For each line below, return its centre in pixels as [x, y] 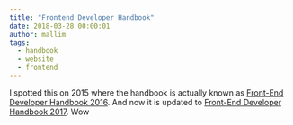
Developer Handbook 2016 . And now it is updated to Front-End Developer [145, 102]
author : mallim [38, 34]
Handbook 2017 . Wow [49, 112]
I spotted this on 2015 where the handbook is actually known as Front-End [146, 92]
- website [36, 59]
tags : [19, 42]
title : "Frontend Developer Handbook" [82, 17]
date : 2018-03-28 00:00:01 [60, 26]
